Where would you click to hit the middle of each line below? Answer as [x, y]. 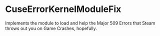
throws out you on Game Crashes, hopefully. [51, 28]
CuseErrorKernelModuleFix [63, 9]
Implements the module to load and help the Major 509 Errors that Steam [80, 23]
